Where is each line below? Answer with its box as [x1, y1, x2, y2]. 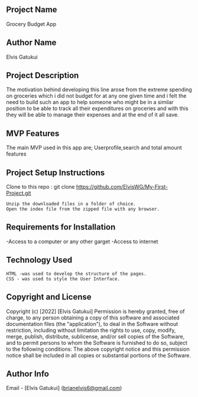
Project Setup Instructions [6, 167, 105, 177]
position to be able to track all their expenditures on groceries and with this [6, 105, 189, 112]
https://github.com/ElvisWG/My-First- [76, 183, 168, 191]
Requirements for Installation [6, 222, 116, 233]
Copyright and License [6, 292, 92, 302]
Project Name [6, 5, 57, 15]
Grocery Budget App [6, 20, 57, 27]
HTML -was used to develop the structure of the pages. [6, 270, 147, 277]
